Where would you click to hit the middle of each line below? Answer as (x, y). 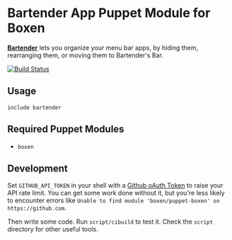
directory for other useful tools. (53, 229)
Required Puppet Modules (66, 129)
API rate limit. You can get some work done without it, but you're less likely (116, 193)
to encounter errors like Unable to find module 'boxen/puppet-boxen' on (114, 200)
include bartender (34, 108)
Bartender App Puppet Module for (109, 13)
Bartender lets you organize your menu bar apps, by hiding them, (103, 47)
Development (38, 168)
